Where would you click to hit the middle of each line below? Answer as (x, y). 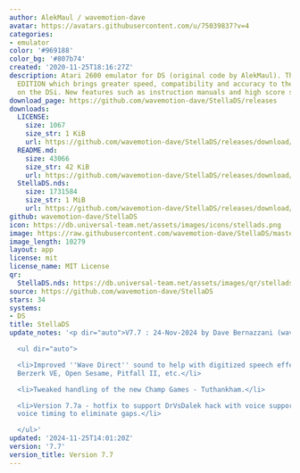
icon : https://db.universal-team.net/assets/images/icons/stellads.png (145, 225)
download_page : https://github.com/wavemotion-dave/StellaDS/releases (143, 100)
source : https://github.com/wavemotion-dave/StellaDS (112, 291)
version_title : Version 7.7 (62, 455)
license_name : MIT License (59, 267)
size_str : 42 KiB (58, 167)
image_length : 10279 (48, 242)
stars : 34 (28, 300)
